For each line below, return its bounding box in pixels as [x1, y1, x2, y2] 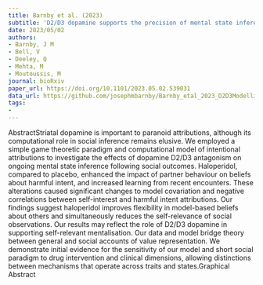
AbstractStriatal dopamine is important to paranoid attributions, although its [8, 128, 252, 137]
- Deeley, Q [8, 56, 47, 64]
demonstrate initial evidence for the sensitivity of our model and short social [8, 245, 254, 254]
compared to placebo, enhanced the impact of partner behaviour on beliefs [8, 170, 251, 179]
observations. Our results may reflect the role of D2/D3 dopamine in [8, 220, 228, 228]
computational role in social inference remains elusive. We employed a [8, 137, 236, 145]
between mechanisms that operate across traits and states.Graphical [8, 261, 230, 271]
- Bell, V [8, 48, 41, 56]
